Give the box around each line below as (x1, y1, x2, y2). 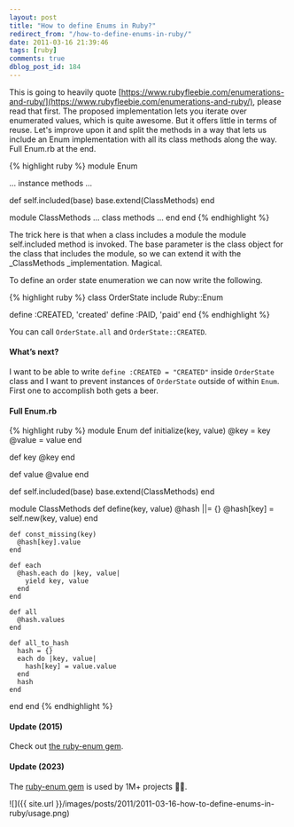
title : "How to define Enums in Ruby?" (9, 21, 157, 30)
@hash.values (17, 616, 66, 625)
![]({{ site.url (9, 798, 54, 808)
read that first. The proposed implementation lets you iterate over (9, 106, 248, 116)
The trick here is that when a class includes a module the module (9, 229, 247, 240)
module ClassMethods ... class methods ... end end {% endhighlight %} (9, 212, 270, 223)
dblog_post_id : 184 (9, 63, 81, 72)
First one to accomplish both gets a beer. (9, 385, 159, 396)
